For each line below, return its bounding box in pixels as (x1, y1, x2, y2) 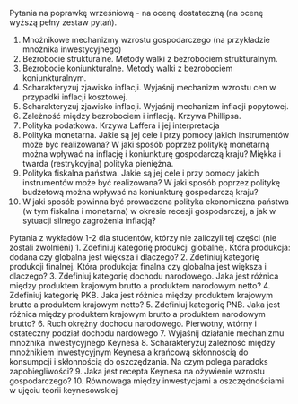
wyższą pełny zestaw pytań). (9, 17, 118, 28)
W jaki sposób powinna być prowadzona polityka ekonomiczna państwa (22, 196, 290, 207)
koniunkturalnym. (22, 73, 87, 83)
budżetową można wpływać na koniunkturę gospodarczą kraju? (22, 187, 259, 197)
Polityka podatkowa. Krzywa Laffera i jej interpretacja (22, 120, 220, 131)
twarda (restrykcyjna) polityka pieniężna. (22, 159, 174, 168)
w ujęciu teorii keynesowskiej (9, 385, 118, 395)
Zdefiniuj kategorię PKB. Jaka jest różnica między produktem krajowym (9, 290, 274, 300)
